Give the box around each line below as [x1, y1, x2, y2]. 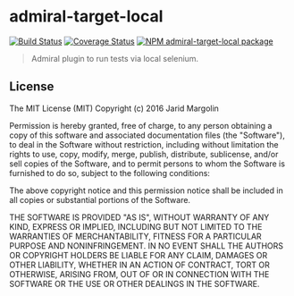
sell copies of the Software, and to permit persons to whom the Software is [9, 158, 286, 169]
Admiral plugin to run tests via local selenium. [30, 53, 199, 63]
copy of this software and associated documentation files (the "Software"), [9, 130, 286, 140]
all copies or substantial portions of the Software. [9, 194, 190, 205]
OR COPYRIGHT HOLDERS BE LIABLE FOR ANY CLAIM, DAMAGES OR [9, 249, 268, 260]
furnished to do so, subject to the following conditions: [9, 167, 210, 178]
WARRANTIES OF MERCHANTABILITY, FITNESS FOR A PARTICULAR [9, 231, 262, 241]
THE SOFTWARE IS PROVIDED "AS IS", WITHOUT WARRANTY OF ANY [9, 212, 270, 223]
